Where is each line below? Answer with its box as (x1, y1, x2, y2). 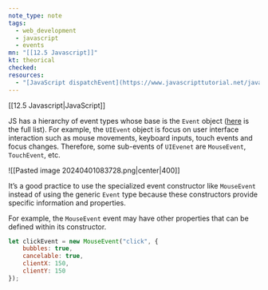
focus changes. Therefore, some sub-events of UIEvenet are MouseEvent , (8, 141, 246, 151)
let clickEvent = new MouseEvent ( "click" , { (8, 237, 159, 245)
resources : (8, 71, 45, 79)
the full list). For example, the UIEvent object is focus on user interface (8, 125, 239, 134)
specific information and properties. (8, 197, 126, 208)
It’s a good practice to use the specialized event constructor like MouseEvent (8, 181, 257, 190)
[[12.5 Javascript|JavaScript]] (8, 101, 106, 110)
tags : (8, 19, 26, 27)
